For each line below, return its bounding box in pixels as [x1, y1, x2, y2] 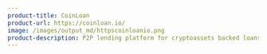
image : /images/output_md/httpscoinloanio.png [7, 26, 165, 34]
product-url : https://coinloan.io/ [7, 19, 126, 27]
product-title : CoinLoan [7, 11, 90, 20]
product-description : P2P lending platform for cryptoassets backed [7, 33, 240, 42]
